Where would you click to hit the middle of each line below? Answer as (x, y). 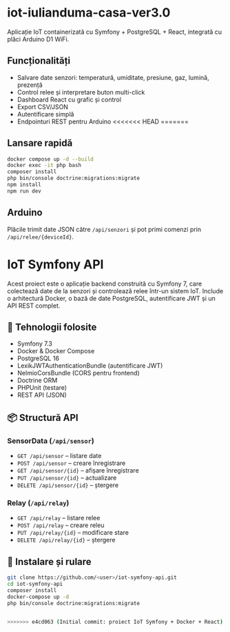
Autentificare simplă (45, 114)
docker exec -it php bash (44, 166)
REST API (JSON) (42, 395)
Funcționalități (39, 61)
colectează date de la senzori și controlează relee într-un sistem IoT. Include (115, 290)
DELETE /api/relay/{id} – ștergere (66, 540)
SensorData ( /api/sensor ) (51, 441)
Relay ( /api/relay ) (38, 503)
